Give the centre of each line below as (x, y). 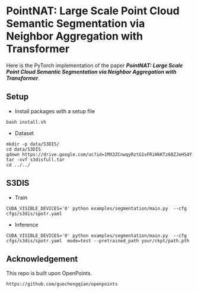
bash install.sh (26, 122)
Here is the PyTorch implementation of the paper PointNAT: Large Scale (95, 65)
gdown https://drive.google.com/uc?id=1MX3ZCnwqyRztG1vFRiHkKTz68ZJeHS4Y (99, 154)
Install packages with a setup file (55, 111)
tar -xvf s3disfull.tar (36, 160)
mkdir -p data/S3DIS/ (33, 144)
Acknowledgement (42, 259)
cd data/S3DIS (24, 149)
